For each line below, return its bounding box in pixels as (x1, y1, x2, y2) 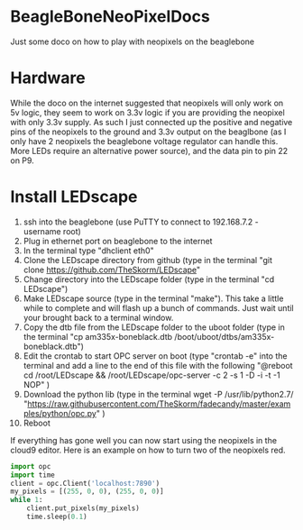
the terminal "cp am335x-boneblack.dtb (23, 331, 173, 342)
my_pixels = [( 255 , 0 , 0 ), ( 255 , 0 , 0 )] (10, 487, 165, 497)
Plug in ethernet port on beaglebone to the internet (23, 235, 213, 246)
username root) (23, 225, 82, 236)
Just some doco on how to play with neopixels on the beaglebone (10, 36, 255, 47)
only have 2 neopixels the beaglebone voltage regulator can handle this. (10, 135, 279, 146)
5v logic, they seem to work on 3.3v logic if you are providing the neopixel (10, 106, 285, 118)
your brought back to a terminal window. (23, 312, 174, 323)
